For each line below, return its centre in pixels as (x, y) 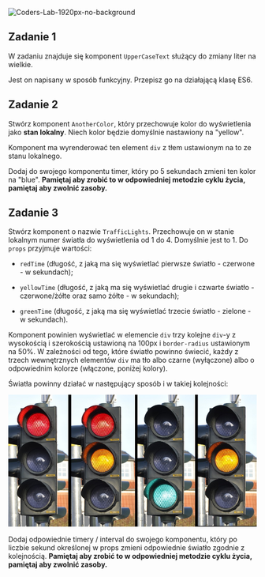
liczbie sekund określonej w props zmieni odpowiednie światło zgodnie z (127, 547)
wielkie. (21, 64)
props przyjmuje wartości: (50, 248)
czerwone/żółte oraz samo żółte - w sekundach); (99, 296)
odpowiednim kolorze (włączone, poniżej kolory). (88, 368)
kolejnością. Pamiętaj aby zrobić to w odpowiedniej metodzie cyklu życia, (130, 556)
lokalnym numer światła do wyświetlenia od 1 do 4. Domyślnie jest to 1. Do (128, 240)
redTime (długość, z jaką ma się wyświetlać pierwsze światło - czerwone (137, 264)
